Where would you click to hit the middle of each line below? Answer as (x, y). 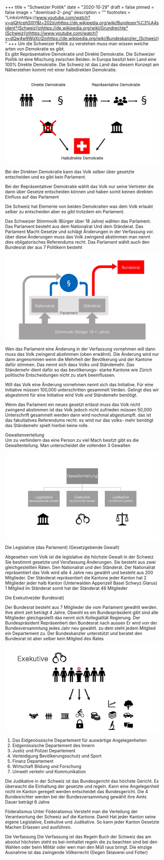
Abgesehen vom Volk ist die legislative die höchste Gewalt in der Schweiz (79, 557)
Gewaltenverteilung (25, 435)
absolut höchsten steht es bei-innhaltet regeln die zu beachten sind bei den (81, 842)
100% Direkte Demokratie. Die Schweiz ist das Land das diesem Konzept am (82, 64)
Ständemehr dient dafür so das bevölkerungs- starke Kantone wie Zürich (79, 370)
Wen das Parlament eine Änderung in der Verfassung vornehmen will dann (80, 349)
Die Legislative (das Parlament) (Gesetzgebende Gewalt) (62, 547)
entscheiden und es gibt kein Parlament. (46, 177)
